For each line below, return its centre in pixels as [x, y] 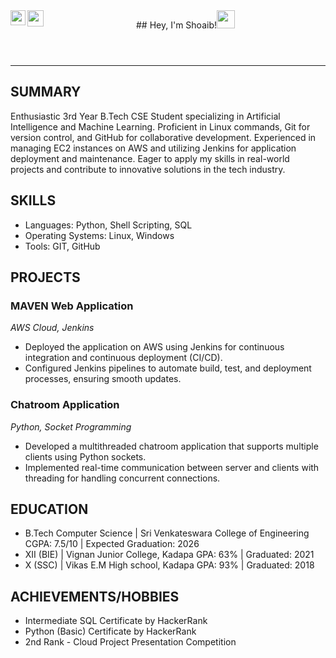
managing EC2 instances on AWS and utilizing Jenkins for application [153, 148]
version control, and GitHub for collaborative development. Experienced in [163, 137]
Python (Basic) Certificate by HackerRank [110, 631]
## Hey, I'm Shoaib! [176, 25]
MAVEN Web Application [72, 306]
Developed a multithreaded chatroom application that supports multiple [171, 446]
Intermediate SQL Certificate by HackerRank [116, 621]
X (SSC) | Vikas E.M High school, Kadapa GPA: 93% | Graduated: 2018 [169, 565]
